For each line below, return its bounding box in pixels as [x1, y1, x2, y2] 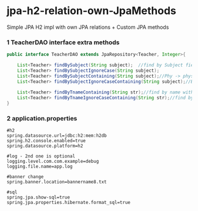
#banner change [6, 174, 44, 180]
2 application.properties [6, 115, 78, 123]
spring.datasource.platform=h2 [6, 143, 83, 149]
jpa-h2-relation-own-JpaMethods [6, 4, 177, 18]
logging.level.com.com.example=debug [6, 159, 99, 165]
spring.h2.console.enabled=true [6, 138, 86, 144]
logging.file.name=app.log [6, 163, 73, 170]
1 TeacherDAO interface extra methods [6, 38, 120, 46]
